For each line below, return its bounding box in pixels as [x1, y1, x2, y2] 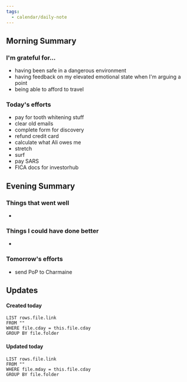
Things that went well [6, 199, 70, 207]
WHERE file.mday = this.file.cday [6, 366, 91, 372]
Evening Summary [6, 181, 76, 191]
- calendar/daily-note [11, 14, 67, 20]
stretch [14, 145, 32, 152]
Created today [6, 302, 42, 309]
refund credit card [14, 133, 59, 140]
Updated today [6, 343, 44, 350]
